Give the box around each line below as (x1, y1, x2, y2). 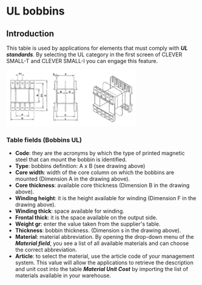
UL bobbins (6, 4, 65, 18)
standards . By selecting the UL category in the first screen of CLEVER (6, 51, 183, 58)
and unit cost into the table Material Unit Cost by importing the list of (15, 266, 189, 273)
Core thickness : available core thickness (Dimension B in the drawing (15, 182, 190, 189)
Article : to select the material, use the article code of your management (15, 253, 195, 260)
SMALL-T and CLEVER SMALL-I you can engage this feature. (6, 58, 158, 64)
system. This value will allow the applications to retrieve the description (15, 259, 194, 266)
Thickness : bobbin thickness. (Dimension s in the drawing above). (15, 227, 181, 234)
